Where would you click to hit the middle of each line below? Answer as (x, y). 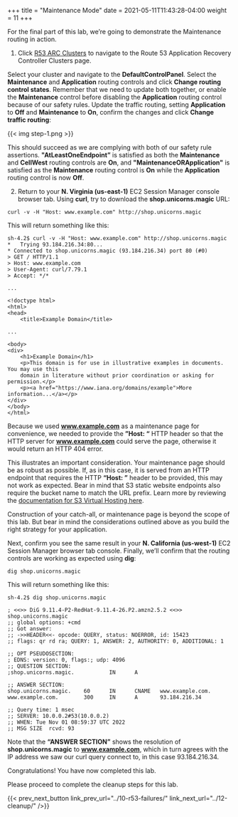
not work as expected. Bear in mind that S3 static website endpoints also (114, 485)
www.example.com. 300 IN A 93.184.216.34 (104, 697)
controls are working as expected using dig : (72, 558)
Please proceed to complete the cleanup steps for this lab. (93, 784)
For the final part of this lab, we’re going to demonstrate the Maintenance (114, 32)
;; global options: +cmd (44, 623)
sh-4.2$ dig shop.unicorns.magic (57, 598)
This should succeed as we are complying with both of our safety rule (109, 147)
